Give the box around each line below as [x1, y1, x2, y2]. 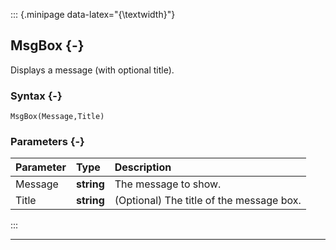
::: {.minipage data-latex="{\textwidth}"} [10, 9, 176, 20]
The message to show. [114, 177, 222, 191]
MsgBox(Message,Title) [10, 112, 105, 122]
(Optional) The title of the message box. [114, 194, 302, 208]
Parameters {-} [10, 135, 85, 149]
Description [114, 160, 172, 174]
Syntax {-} [10, 89, 63, 103]
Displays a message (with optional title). [10, 64, 175, 76]
